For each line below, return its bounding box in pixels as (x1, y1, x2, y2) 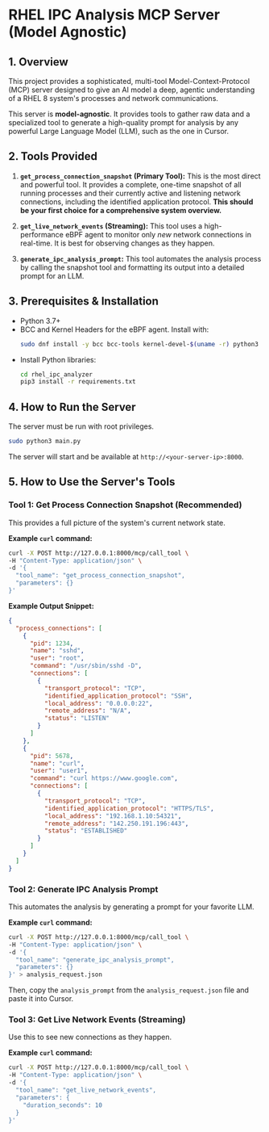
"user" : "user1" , (29, 767, 89, 775)
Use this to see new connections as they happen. (8, 1032, 172, 1042)
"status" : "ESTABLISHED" (43, 827, 128, 835)
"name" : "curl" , (29, 759, 85, 768)
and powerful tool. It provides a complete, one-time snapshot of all (19, 179, 242, 189)
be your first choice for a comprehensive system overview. (19, 205, 222, 215)
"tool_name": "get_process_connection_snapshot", (15, 572, 185, 580)
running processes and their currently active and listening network (19, 188, 242, 198)
